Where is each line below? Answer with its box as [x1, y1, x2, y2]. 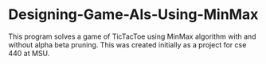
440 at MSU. [8, 48, 50, 58]
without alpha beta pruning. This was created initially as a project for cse [8, 40, 247, 49]
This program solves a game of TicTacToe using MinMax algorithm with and [8, 32, 256, 41]
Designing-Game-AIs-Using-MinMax [8, 6, 259, 24]
